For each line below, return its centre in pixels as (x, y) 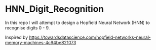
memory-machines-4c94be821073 (41, 42)
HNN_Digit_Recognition (55, 9)
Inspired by (17, 37)
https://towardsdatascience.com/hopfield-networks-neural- (90, 37)
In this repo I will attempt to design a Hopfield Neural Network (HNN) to (78, 23)
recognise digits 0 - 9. (28, 27)
